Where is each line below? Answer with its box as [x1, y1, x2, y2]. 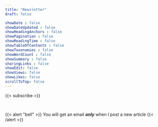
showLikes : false [5, 75, 40, 80]
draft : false [5, 12, 32, 17]
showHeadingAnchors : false [5, 30, 62, 35]
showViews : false [5, 70, 40, 75]
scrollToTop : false [5, 79, 45, 84]
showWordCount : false [5, 52, 51, 57]
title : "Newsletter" [5, 7, 47, 12]
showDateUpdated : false [5, 25, 56, 30]
